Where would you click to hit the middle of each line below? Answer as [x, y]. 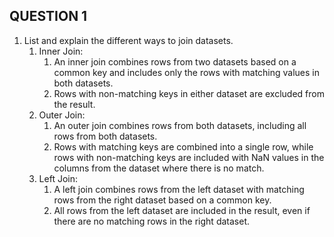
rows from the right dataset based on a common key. [162, 200]
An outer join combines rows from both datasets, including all [180, 125]
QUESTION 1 [48, 16]
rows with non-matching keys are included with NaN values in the [189, 157]
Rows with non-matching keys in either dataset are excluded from [189, 93]
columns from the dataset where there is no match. [159, 168]
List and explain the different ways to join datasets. [128, 40]
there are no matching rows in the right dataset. [151, 221]
